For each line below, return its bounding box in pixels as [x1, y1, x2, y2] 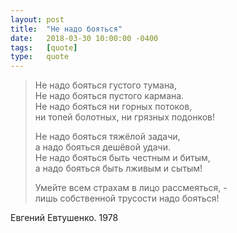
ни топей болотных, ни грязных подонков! [34, 111, 215, 123]
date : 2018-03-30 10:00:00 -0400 [10, 33, 159, 43]
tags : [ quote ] [10, 42, 78, 53]
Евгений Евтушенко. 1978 [10, 212, 119, 224]
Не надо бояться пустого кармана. [34, 90, 185, 102]
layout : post [10, 14, 65, 25]
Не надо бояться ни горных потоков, [34, 101, 193, 113]
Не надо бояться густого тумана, [34, 79, 178, 91]
